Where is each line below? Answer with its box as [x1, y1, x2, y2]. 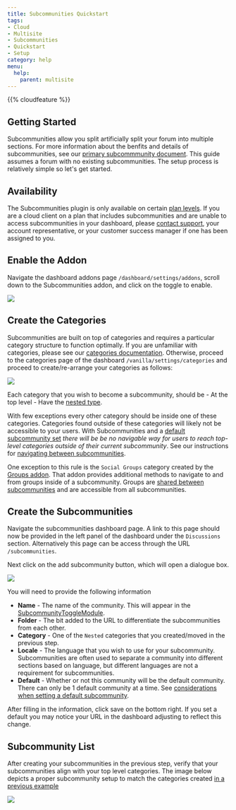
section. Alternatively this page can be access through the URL [7, 539, 190, 548]
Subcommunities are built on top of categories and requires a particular [7, 333, 215, 341]
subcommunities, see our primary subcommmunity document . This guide [7, 150, 221, 158]
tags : [7, 17, 23, 24]
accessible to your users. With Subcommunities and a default [7, 426, 185, 435]
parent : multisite [20, 76, 74, 83]
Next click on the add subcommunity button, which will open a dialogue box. [7, 560, 229, 569]
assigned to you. [7, 234, 56, 242]
